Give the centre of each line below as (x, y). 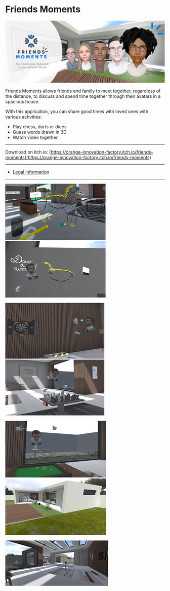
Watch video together (35, 137)
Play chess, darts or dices (39, 126)
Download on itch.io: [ (28, 152)
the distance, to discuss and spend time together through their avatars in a (83, 96)
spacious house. (22, 101)
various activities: (24, 117)
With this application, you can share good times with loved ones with (77, 111)
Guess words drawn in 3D (39, 132)
